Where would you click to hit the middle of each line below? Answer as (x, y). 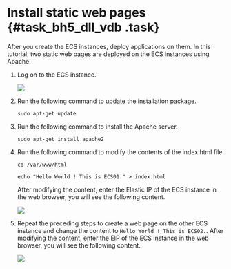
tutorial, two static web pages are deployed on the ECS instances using (108, 54)
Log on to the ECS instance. (57, 75)
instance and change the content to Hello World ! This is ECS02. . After (120, 230)
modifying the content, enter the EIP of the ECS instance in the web (113, 238)
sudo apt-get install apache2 (61, 139)
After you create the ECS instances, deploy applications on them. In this (109, 46)
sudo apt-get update (47, 113)
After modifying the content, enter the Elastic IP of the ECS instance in (117, 189)
